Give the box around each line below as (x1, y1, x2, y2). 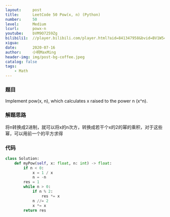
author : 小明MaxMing (5, 50, 56, 55)
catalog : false (5, 59, 37, 64)
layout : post (5, 7, 42, 13)
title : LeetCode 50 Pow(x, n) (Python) (5, 12, 101, 17)
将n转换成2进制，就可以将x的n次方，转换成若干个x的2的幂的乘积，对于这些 (5, 124, 163, 130)
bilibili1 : (5, 36, 28, 41)
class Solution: (5, 156, 39, 161)
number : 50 (5, 17, 37, 22)
